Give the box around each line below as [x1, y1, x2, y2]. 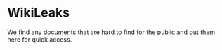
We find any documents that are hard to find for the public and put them [7, 28, 216, 36]
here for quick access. [7, 35, 72, 43]
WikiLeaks [7, 5, 70, 21]
